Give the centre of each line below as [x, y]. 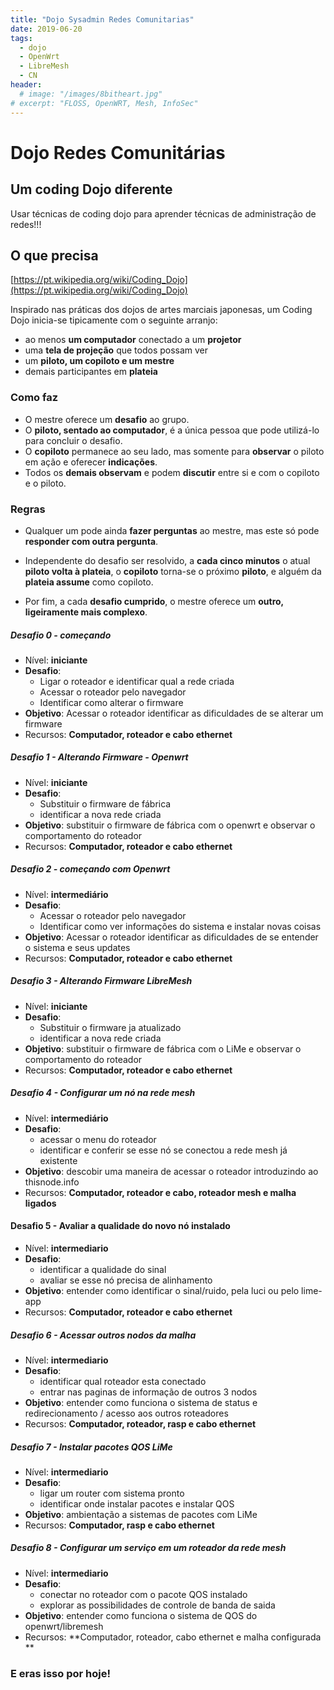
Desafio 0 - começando [61, 635]
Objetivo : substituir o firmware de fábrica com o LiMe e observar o [163, 1048]
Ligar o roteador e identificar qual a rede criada [137, 681]
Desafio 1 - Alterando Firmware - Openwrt [99, 757]
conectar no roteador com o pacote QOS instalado [143, 1594]
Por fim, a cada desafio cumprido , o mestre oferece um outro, [154, 601]
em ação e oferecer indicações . [91, 462]
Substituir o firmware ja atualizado [110, 1027]
